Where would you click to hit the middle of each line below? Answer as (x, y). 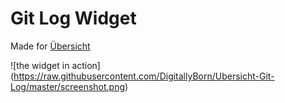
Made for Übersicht (50, 46)
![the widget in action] (55, 65)
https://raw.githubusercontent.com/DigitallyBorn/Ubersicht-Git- (144, 76)
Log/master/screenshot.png (68, 86)
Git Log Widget (73, 18)
